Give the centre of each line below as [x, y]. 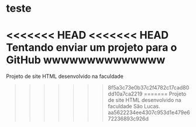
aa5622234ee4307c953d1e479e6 [149, 112]
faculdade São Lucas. [134, 107]
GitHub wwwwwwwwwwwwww [86, 60]
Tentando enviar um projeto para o [92, 48]
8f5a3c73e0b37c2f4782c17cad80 [149, 88]
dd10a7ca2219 [125, 94]
